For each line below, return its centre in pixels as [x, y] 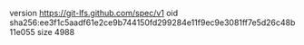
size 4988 [56, 32]
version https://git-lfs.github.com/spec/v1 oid [94, 13]
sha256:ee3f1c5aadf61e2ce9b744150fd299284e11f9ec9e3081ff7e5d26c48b [152, 22]
